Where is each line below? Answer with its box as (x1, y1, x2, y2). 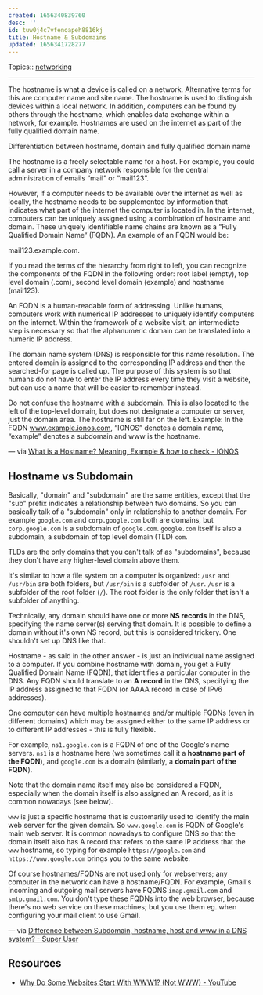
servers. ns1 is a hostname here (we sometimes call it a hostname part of (8, 748, 246, 757)
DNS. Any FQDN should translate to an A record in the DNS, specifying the (8, 676, 249, 685)
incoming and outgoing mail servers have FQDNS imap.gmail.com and (8, 885, 232, 895)
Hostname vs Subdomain (8, 469, 134, 483)
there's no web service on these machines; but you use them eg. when (8, 902, 237, 911)
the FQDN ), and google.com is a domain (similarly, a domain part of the (8, 756, 236, 766)
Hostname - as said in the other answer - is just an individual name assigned (8, 651, 255, 660)
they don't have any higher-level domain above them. (8, 555, 180, 565)
